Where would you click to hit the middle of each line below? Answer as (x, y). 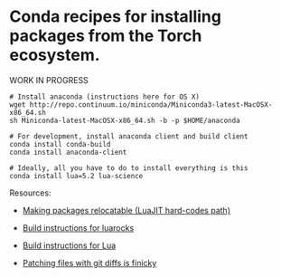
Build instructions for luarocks (78, 227)
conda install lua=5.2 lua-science (76, 176)
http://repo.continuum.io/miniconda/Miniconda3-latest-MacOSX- (151, 105)
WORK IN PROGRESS (49, 80)
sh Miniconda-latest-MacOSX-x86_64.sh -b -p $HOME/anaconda (125, 120)
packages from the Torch (106, 36)
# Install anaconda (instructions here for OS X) (105, 97)
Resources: (30, 193)
